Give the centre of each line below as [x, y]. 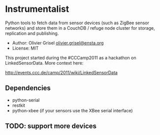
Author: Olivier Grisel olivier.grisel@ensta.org [58, 43]
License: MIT [25, 48]
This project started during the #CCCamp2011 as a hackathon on [71, 57]
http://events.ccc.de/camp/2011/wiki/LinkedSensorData [62, 72]
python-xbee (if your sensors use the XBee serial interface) [72, 110]
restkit [19, 105]
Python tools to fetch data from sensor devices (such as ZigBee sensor [77, 23]
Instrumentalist [37, 9]
